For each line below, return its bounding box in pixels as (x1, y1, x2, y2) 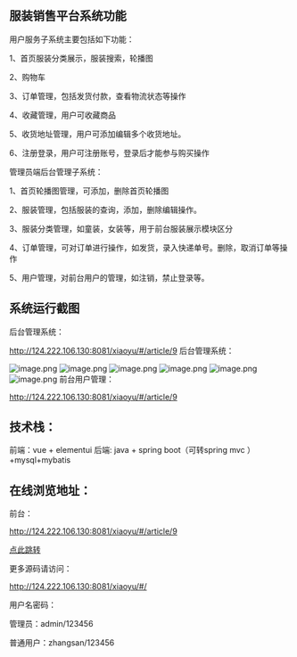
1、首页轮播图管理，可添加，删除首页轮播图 (9, 185, 169, 196)
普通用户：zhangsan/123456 (9, 637, 115, 648)
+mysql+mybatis (9, 455, 71, 465)
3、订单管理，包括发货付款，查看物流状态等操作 (9, 90, 186, 101)
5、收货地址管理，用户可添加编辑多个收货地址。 (9, 128, 186, 139)
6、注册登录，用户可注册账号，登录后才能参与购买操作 (9, 147, 210, 158)
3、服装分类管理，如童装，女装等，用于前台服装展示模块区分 (9, 223, 234, 234)
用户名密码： (9, 600, 56, 611)
